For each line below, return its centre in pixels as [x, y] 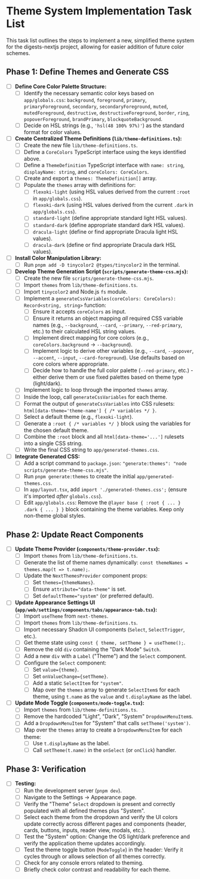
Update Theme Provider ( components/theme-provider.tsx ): [87, 549]
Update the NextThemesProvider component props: [86, 576]
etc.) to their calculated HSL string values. [84, 331]
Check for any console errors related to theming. [84, 863]
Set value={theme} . [56, 669]
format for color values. [53, 132]
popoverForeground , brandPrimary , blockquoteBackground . [93, 119]
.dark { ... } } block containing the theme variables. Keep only [104, 509]
